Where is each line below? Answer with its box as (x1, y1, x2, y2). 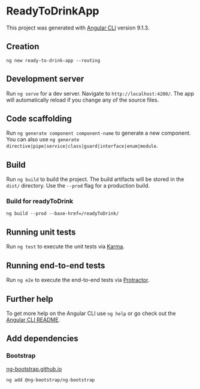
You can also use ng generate (6, 136, 80, 143)
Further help (6, 293, 54, 304)
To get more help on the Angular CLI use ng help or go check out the (6, 310, 176, 317)
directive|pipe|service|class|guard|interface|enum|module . (6, 142, 158, 150)
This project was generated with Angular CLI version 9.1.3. (6, 24, 150, 31)
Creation (6, 41, 40, 52)
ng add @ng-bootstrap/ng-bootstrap (6, 377, 95, 383)
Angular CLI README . (6, 316, 60, 323)
